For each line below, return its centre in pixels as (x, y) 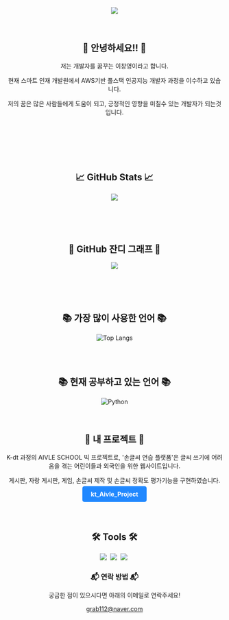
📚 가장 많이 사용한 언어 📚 (114, 318)
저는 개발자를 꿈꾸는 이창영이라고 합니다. (114, 66)
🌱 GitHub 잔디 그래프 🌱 (114, 249)
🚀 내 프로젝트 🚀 (114, 439)
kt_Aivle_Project (114, 494)
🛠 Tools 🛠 (114, 537)
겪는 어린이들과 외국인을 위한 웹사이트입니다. (121, 466)
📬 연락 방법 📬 (114, 577)
